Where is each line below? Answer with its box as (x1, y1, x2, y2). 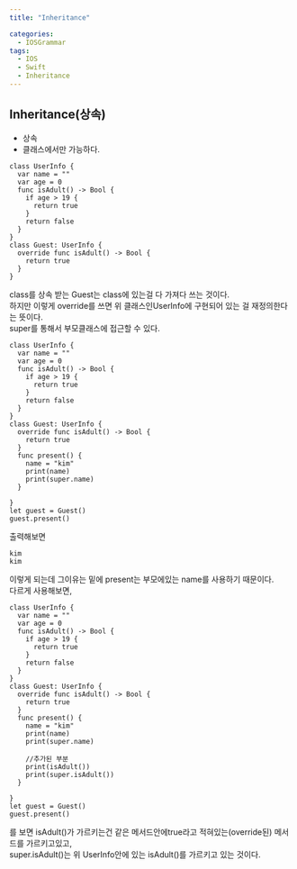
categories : (9, 29, 54, 39)
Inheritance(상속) (9, 107, 106, 122)
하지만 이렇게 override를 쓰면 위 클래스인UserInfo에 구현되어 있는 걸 (9, 300, 250, 311)
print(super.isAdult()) (25, 770, 115, 779)
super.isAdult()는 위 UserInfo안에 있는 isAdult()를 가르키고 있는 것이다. (9, 848, 261, 860)
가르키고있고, (25, 837, 73, 848)
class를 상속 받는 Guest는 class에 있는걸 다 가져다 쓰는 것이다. (9, 289, 230, 300)
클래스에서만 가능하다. (22, 143, 101, 154)
